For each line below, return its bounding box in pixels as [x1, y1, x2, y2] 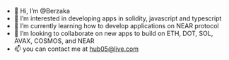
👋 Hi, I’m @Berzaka [13, 7, 71, 15]
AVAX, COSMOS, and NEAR [13, 37, 95, 45]
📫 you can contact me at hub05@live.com [13, 44, 139, 53]
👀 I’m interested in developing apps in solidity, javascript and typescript [13, 14, 222, 23]
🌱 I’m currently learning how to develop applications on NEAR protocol [13, 22, 219, 30]
